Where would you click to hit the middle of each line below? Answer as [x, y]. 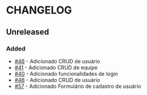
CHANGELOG [39, 10]
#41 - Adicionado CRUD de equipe [56, 67]
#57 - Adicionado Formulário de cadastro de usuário [78, 86]
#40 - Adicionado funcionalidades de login [66, 73]
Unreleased [28, 32]
